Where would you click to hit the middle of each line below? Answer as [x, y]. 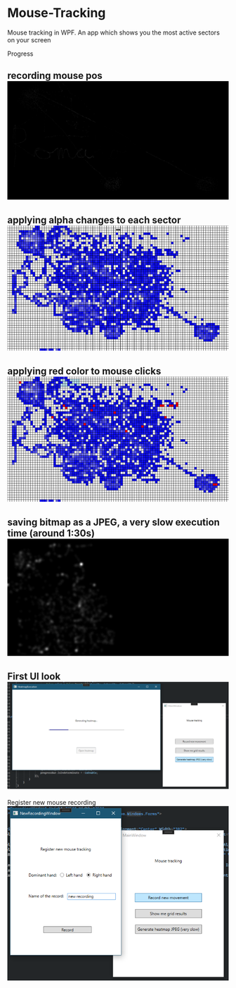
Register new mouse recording [52, 803]
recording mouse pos [55, 76]
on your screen [29, 39]
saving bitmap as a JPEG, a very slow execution [113, 523]
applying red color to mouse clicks [84, 371]
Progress [20, 54]
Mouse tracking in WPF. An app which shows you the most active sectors [113, 32]
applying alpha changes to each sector [94, 220]
